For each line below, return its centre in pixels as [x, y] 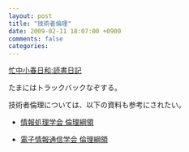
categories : [28, 46]
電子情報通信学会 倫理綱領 [64, 140]
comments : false [36, 39]
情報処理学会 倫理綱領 [57, 122]
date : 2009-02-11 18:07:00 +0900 [65, 31]
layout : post [30, 16]
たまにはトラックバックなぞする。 [65, 88]
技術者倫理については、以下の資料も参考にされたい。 [97, 105]
